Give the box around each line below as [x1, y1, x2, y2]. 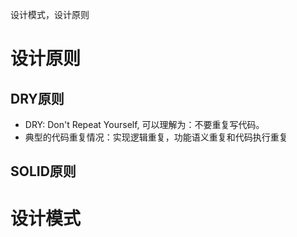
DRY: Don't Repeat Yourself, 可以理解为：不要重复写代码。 [24, 119, 265, 130]
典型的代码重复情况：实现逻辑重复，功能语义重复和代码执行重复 [24, 131, 288, 143]
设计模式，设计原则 [10, 9, 90, 20]
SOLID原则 [10, 163, 77, 180]
